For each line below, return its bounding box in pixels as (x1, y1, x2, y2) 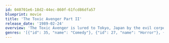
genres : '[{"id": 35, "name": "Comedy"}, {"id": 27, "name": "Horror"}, (5, 30, 161, 35)
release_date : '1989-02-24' (5, 21, 64, 26)
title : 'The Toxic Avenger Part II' (5, 16, 82, 21)
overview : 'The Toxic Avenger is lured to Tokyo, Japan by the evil (5, 26, 152, 31)
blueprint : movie (5, 12, 42, 17)
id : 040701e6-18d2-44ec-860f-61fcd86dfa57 (5, 7, 96, 12)
